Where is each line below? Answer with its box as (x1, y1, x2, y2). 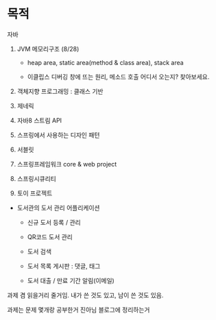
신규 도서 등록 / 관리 (27, 218, 81, 226)
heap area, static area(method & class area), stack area (27, 58, 184, 66)
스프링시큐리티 (16, 174, 56, 182)
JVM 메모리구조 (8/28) (16, 45, 80, 53)
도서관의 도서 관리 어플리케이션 (16, 204, 100, 212)
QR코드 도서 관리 (27, 232, 73, 241)
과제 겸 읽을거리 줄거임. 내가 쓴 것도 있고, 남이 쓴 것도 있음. (7, 291, 164, 299)
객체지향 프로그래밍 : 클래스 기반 (16, 87, 104, 95)
